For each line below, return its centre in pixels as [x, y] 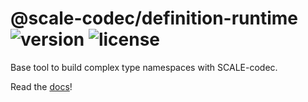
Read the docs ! [41, 86]
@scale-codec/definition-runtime [154, 18]
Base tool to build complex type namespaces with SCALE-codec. [144, 67]
